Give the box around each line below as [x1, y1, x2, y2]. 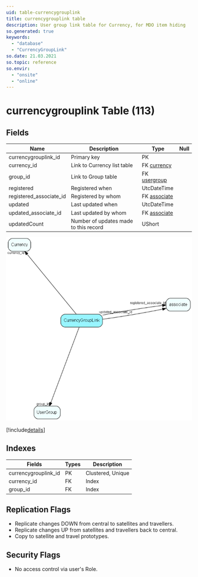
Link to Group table [71, 173, 117, 180]
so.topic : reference [6, 59, 57, 65]
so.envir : [6, 66, 31, 71]
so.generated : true [6, 28, 54, 34]
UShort [141, 220, 159, 227]
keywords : [6, 34, 31, 41]
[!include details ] [6, 426, 45, 433]
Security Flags [6, 550, 61, 560]
